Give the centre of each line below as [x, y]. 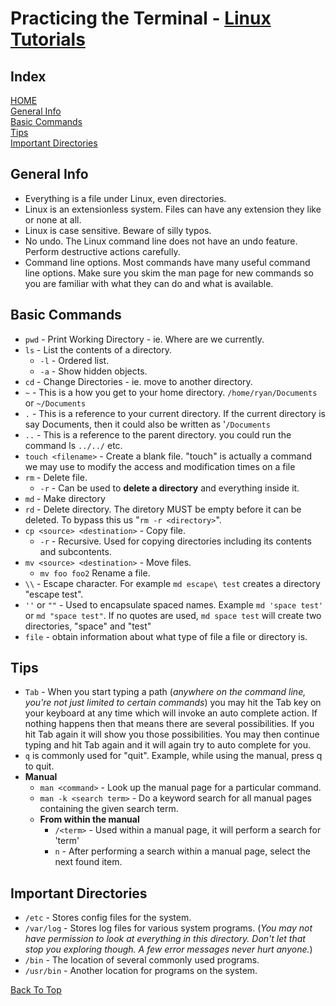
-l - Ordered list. [74, 360]
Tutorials [48, 39]
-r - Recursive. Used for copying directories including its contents [175, 541]
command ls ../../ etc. [73, 445]
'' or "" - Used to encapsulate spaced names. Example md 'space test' [174, 604]
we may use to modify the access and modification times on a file [160, 466]
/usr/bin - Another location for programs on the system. [141, 971]
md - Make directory [65, 498]
